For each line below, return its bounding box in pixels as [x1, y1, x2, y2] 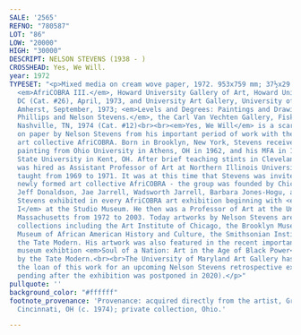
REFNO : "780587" [9, 21, 70, 30]
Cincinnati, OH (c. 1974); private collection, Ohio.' [17, 305, 227, 314]
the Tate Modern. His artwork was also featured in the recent [17, 238, 258, 247]
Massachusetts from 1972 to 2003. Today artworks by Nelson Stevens [17, 212, 279, 222]
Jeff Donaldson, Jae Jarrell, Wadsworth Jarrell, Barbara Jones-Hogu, [17, 188, 287, 197]
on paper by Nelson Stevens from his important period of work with [17, 130, 279, 139]
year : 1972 [9, 72, 50, 81]
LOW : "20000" [9, 38, 58, 47]
